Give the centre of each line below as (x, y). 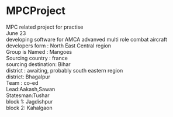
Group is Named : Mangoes (39, 51)
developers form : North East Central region (59, 46)
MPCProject (36, 11)
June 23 (16, 33)
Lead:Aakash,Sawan (31, 89)
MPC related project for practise (45, 27)
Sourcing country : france (37, 58)
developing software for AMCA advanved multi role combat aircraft (87, 39)
